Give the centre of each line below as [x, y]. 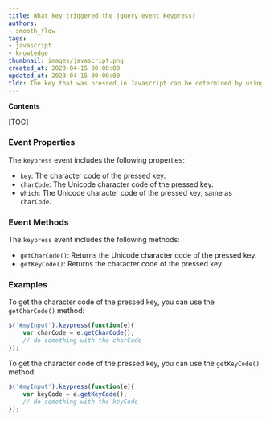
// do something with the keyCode [80, 402]
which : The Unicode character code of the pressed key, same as [126, 192]
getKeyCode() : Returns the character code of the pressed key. [121, 264]
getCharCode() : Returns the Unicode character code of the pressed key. [138, 255]
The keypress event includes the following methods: [94, 240]
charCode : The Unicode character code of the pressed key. [117, 184]
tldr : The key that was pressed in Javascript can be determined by [125, 83]
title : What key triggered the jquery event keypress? [102, 16]
